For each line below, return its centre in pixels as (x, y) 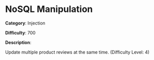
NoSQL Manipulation (49, 9)
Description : (18, 42)
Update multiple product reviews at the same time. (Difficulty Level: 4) (77, 52)
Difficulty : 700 (20, 32)
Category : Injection (25, 23)
